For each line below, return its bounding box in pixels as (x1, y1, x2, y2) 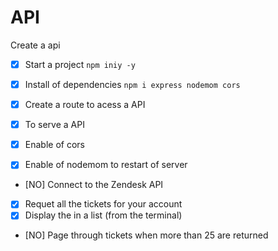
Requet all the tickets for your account (24, 198, 183, 210)
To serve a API (24, 119, 85, 131)
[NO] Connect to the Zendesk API (24, 179, 164, 191)
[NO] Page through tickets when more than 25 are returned (24, 229, 269, 241)
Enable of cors (24, 139, 85, 151)
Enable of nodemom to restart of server (24, 159, 188, 171)
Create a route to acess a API (24, 99, 146, 111)
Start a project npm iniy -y (24, 58, 136, 70)
